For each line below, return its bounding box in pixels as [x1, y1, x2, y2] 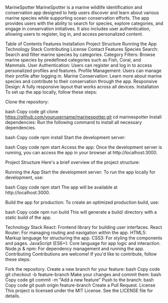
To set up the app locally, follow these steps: [5, 89, 97, 95]
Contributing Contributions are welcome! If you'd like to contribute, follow [5, 251, 157, 257]
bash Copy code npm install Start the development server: [5, 135, 126, 140]
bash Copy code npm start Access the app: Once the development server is [5, 144, 162, 150]
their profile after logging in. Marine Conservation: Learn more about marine [5, 73, 162, 79]
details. [5, 293, 21, 299]
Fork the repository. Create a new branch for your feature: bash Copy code [5, 266, 160, 272]
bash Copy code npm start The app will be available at [5, 184, 118, 190]
